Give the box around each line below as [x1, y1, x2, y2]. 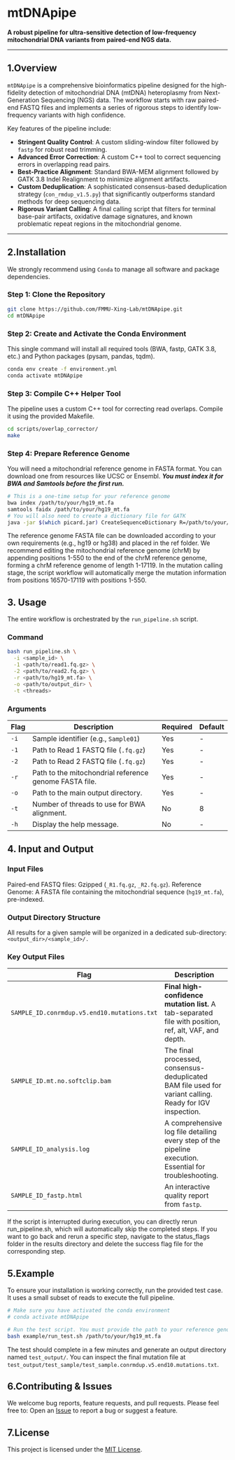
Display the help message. [32, 819, 119, 829]
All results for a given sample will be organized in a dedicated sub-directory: [7, 928, 227, 937]
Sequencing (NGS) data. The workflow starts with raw [41, 96, 197, 104]
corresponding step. [7, 1247, 66, 1256]
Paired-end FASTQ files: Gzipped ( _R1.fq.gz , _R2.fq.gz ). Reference [7, 880, 201, 888]
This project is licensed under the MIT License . [7, 1445, 143, 1454]
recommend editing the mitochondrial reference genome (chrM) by [7, 546, 201, 555]
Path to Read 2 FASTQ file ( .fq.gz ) [32, 756, 146, 766]
